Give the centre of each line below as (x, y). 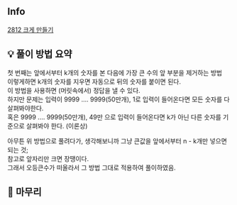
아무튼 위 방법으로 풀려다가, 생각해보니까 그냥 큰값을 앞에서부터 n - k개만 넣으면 (117, 140)
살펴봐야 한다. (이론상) (57, 126)
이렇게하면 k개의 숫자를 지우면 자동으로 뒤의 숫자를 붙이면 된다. (94, 82)
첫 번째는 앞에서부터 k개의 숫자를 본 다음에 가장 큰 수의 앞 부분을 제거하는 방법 (115, 72)
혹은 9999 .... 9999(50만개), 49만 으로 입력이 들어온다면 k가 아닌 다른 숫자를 (114, 117)
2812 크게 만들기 (31, 29)
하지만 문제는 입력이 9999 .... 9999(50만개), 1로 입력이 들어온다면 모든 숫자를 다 (118, 99)
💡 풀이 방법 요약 (40, 54)
